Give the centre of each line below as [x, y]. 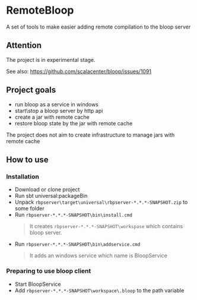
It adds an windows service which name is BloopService [99, 255]
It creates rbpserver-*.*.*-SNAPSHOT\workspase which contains [106, 226]
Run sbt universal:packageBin [51, 196]
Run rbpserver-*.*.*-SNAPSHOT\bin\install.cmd [73, 215]
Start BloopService [38, 284]
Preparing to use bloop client [49, 271]
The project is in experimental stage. [51, 59]
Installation [23, 176]
